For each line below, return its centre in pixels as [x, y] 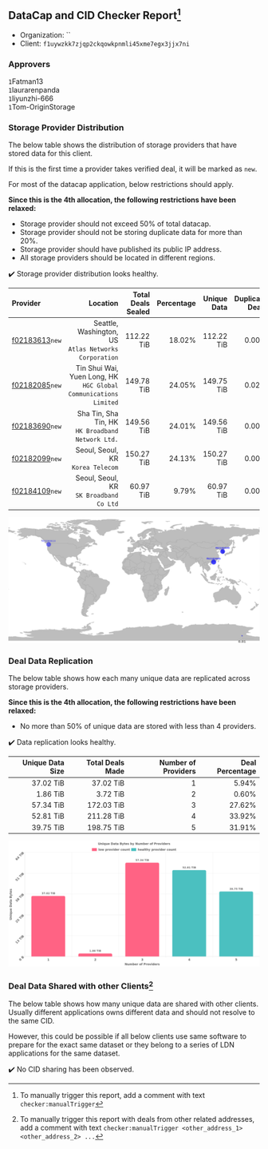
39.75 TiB [48, 827]
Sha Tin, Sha [98, 413]
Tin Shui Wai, [97, 368]
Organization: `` [45, 34]
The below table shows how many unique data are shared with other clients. [134, 1004]
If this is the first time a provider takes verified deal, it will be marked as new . [133, 169]
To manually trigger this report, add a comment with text [112, 1095]
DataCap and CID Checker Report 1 [95, 14]
